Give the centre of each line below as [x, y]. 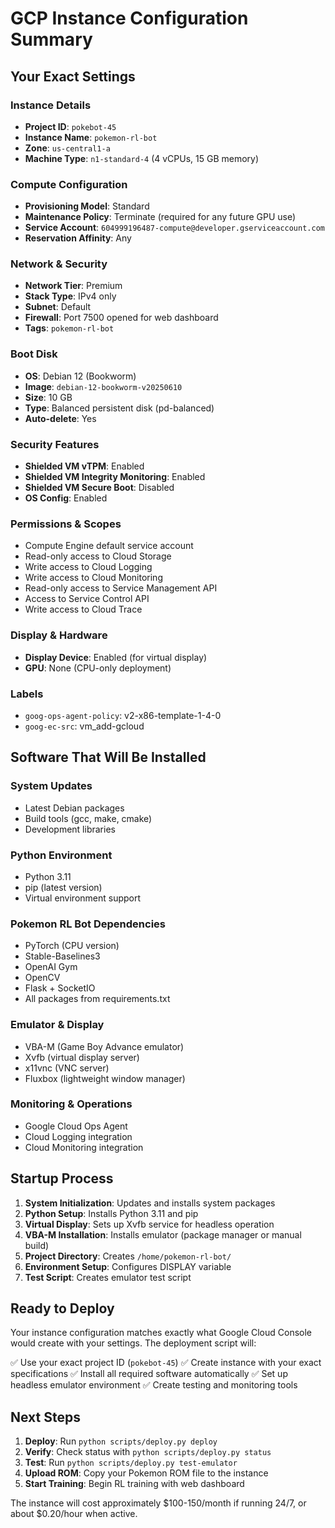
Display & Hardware [59, 635]
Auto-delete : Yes [60, 418]
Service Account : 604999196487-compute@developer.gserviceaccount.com [174, 228]
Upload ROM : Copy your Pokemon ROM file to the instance [146, 1473]
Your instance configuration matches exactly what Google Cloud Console [161, 1333]
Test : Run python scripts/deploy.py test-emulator [131, 1463]
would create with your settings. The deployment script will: [133, 1343]
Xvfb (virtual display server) [82, 1057]
